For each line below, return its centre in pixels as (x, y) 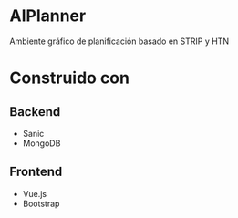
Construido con (70, 78)
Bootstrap (41, 203)
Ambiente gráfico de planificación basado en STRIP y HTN (119, 41)
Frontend (36, 172)
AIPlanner (48, 16)
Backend (35, 112)
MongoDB (41, 143)
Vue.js (35, 193)
